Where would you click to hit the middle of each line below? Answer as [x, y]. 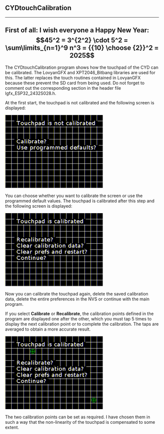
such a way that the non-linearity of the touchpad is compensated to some [80, 422]
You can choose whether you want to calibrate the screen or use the [74, 196]
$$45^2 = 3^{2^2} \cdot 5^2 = [82, 40]
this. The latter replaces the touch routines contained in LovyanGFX [73, 78]
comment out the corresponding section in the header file [63, 88]
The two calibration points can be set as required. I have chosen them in [78, 417]
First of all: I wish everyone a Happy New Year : [77, 30]
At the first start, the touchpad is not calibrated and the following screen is [80, 102]
